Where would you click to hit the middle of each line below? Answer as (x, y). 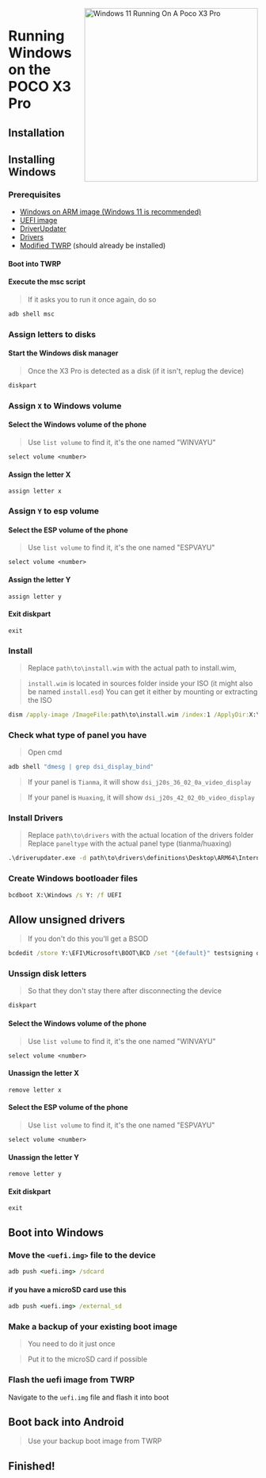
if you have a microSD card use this (67, 1289)
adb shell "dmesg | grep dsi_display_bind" (81, 767)
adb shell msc (32, 314)
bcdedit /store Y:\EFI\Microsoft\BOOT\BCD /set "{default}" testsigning (131, 954)
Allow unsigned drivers (66, 919)
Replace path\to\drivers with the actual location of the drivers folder (141, 835)
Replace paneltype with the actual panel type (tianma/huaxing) (129, 843)
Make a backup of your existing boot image (93, 1326)
